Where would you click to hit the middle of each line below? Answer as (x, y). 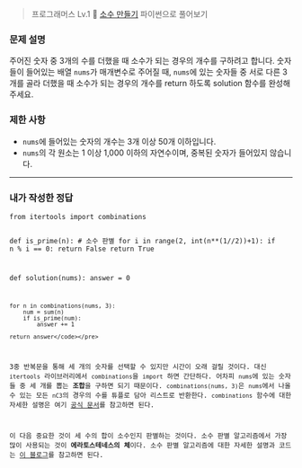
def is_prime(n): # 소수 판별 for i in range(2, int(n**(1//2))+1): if (142, 241)
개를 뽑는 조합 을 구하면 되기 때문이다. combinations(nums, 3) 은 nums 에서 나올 (165, 386)
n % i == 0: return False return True (82, 249)
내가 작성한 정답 (41, 198)
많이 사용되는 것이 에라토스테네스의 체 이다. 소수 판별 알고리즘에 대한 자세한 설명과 (142, 445)
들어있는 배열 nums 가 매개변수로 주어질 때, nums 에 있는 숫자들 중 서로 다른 (153, 72)
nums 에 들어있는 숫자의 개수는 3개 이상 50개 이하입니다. (119, 141)
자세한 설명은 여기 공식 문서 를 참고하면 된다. (82, 405)
